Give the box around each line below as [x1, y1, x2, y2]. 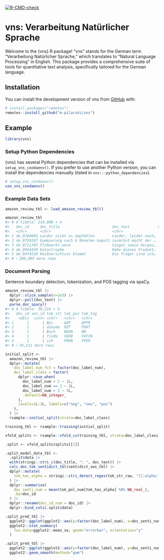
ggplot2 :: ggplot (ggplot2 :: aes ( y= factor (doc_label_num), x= [9, 518, 132, 523]
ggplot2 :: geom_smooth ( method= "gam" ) [9, 550, 84, 555]
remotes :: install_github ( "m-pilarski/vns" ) [5, 110, 95, 115]
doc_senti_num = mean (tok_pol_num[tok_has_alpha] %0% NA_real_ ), [14, 487, 150, 492]
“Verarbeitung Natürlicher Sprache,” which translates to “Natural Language [5, 53, 156, 59]
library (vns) [5, 137, 32, 142]
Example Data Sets [5, 196, 51, 202]
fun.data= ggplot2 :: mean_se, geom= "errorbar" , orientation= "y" [14, 528, 143, 533]
